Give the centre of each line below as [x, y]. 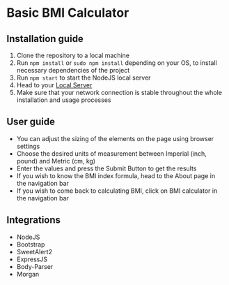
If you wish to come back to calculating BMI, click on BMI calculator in [117, 191]
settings [28, 146]
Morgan [28, 274]
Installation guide [45, 39]
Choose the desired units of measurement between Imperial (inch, [111, 153]
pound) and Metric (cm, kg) [56, 161]
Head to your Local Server [54, 85]
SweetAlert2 [34, 251]
